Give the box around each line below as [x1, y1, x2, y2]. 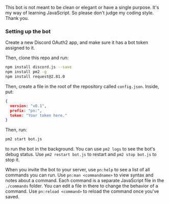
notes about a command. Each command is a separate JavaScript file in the [5, 177, 164, 184]
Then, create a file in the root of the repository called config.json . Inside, [5, 83, 159, 89]
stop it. [5, 157, 20, 163]
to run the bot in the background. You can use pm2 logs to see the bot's [5, 146, 156, 152]
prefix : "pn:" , [10, 108, 42, 113]
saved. [5, 194, 19, 200]
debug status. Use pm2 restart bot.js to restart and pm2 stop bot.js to [5, 151, 157, 158]
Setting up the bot [5, 28, 51, 35]
